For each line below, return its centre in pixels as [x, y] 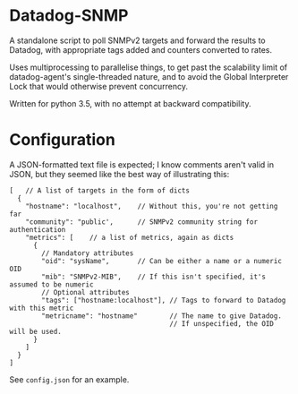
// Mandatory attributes [88, 253]
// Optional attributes [85, 292]
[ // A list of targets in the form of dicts [100, 190]
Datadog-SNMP [69, 16]
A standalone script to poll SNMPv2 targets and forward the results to [137, 40]
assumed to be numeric [51, 284]
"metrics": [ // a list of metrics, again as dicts [130, 237]
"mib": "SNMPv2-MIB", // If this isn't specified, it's [154, 277]
